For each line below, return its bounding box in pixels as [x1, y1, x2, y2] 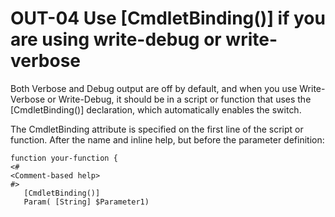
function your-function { [10, 153, 118, 163]
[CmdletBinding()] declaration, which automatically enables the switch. [10, 103, 302, 116]
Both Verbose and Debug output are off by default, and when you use [10, 82, 298, 94]
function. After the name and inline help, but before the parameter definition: [10, 133, 325, 146]
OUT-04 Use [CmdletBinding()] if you [10, 7, 326, 30]
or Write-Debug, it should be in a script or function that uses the [47, 93, 312, 105]
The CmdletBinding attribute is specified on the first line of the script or [10, 123, 304, 135]
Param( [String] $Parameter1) [23, 197, 150, 207]
